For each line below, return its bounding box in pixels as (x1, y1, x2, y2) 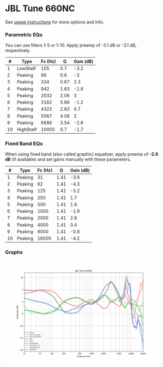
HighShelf (17, 126, 37, 132)
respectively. (5, 47, 31, 54)
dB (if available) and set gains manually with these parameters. (5, 157, 131, 163)
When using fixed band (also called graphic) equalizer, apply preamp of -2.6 (5, 151, 159, 157)
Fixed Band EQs (5, 140, 43, 147)
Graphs (5, 249, 23, 256)
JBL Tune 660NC (5, 3, 75, 14)
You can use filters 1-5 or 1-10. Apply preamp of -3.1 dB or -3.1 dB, (5, 42, 137, 48)
